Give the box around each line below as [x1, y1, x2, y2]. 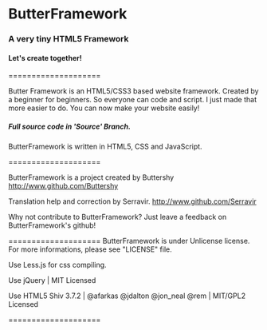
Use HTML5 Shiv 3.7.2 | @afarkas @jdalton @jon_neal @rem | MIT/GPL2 [8, 291, 245, 300]
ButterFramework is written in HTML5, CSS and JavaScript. [8, 141, 202, 152]
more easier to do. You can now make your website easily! [8, 103, 200, 113]
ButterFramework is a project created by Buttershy [8, 173, 175, 182]
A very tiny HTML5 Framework [8, 34, 129, 45]
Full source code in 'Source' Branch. [8, 121, 132, 131]
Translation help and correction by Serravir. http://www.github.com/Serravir [8, 197, 257, 206]
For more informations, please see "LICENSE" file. [8, 245, 173, 254]
